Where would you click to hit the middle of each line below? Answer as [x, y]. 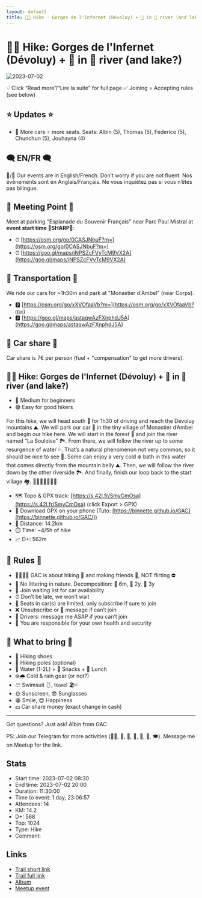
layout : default [26, 12]
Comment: [28, 836]
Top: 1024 [27, 823]
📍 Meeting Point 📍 [40, 207]
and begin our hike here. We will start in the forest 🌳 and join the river [92, 434]
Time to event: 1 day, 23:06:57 [52, 797]
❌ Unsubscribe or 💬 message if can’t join [66, 610]
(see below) [21, 95]
